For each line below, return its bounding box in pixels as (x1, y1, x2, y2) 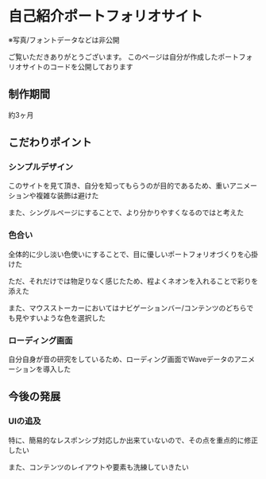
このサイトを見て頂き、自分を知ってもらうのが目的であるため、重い (8, 181, 230, 191)
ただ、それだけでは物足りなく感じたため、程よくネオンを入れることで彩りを (8, 276, 259, 286)
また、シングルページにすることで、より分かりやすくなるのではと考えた (8, 208, 245, 217)
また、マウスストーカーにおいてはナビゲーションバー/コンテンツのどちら (8, 303, 247, 313)
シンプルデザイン (8, 162, 74, 173)
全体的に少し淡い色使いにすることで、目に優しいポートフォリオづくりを (8, 249, 245, 259)
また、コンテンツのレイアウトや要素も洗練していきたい (8, 462, 189, 472)
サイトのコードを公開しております (21, 61, 133, 72)
